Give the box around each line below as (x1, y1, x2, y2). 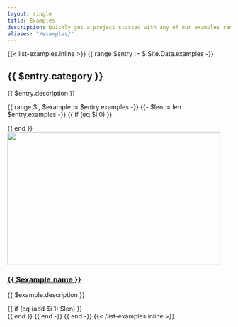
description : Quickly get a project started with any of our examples (7, 23, 220, 31)
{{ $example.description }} (7, 291, 85, 299)
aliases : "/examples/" (7, 30, 74, 38)
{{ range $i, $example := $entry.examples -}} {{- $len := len (7, 103, 182, 111)
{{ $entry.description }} (7, 89, 76, 98)
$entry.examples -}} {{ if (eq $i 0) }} (7, 111, 113, 119)
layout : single (7, 10, 52, 18)
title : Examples (7, 17, 55, 24)
